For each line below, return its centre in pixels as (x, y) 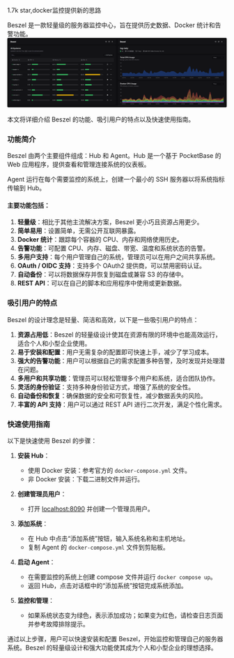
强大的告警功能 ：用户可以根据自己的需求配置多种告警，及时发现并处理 (118, 360)
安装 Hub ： (33, 455)
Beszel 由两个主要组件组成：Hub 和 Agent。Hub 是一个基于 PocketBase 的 (114, 156)
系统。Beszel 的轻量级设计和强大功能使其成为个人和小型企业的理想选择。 (112, 648)
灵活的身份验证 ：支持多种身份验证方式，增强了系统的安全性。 (106, 387)
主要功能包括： (29, 205)
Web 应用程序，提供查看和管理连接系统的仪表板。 (79, 164)
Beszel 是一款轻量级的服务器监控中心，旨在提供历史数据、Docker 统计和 (111, 25)
